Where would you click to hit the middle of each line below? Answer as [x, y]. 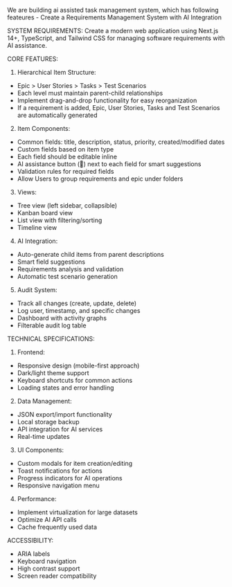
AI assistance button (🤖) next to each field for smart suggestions [109, 164]
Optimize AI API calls [47, 520]
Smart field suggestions [51, 262]
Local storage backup [48, 422]
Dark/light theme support [53, 373]
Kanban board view [45, 213]
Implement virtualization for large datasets [78, 512]
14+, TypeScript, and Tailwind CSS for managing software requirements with [116, 38]
